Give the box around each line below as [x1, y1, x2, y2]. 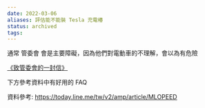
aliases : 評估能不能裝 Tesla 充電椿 [7, 17, 104, 23]
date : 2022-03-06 [7, 10, 57, 17]
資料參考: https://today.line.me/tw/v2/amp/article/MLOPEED [7, 93, 177, 101]
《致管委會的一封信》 [7, 63, 68, 72]
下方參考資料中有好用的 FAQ [7, 78, 88, 87]
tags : [7, 29, 23, 36]
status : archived [7, 23, 57, 30]
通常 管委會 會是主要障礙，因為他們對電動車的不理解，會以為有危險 [7, 49, 198, 57]
